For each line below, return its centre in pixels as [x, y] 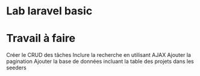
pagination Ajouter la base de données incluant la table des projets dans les [100, 62]
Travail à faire [41, 39]
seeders [17, 68]
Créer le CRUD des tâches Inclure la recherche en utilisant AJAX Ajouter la [99, 55]
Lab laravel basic [49, 11]
